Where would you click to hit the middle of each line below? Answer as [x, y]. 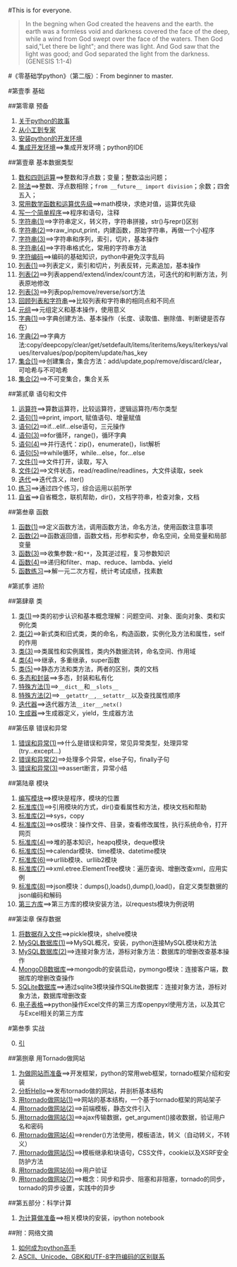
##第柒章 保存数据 [35, 919]
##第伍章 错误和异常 [38, 728]
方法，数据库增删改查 [55, 995]
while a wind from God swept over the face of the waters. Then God [124, 39]
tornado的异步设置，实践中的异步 [67, 1188]
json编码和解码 [40, 895]
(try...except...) [40, 751]
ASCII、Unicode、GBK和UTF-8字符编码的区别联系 [91, 1256]
